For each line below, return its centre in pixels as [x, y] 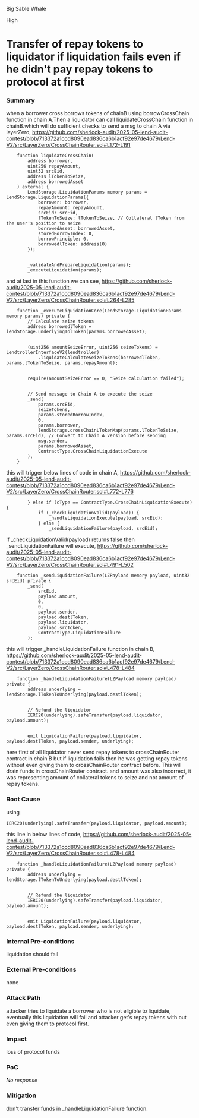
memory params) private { [38, 316]
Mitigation [21, 1095]
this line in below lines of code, [44, 834]
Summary [21, 100]
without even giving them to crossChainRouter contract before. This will [94, 765]
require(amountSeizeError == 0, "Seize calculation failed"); [106, 379]
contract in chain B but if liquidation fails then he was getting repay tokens [97, 759]
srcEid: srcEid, [58, 213]
